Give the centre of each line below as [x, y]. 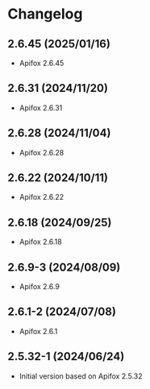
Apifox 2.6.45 [42, 63]
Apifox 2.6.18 [40, 242]
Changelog [45, 14]
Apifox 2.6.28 [42, 152]
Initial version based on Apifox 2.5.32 [81, 376]
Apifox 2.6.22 [42, 197]
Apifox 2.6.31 [41, 108]
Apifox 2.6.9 [39, 287]
